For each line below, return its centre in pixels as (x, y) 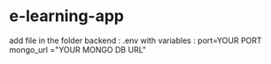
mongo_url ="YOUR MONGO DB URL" (78, 49)
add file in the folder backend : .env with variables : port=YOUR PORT (136, 40)
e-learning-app (66, 16)
